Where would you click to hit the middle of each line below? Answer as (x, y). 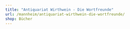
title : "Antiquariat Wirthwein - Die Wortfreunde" (59, 10)
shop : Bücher (19, 19)
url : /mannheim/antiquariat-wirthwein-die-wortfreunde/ (65, 14)
